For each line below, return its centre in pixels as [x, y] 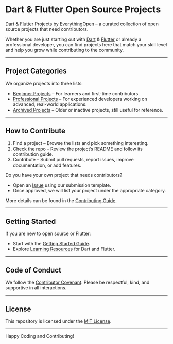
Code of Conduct [33, 270]
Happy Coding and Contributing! [40, 336]
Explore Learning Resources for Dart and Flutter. [64, 249]
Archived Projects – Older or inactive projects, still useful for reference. [88, 110]
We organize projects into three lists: [44, 83]
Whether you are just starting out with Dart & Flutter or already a [73, 39]
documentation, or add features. [47, 165]
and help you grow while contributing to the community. [65, 50]
